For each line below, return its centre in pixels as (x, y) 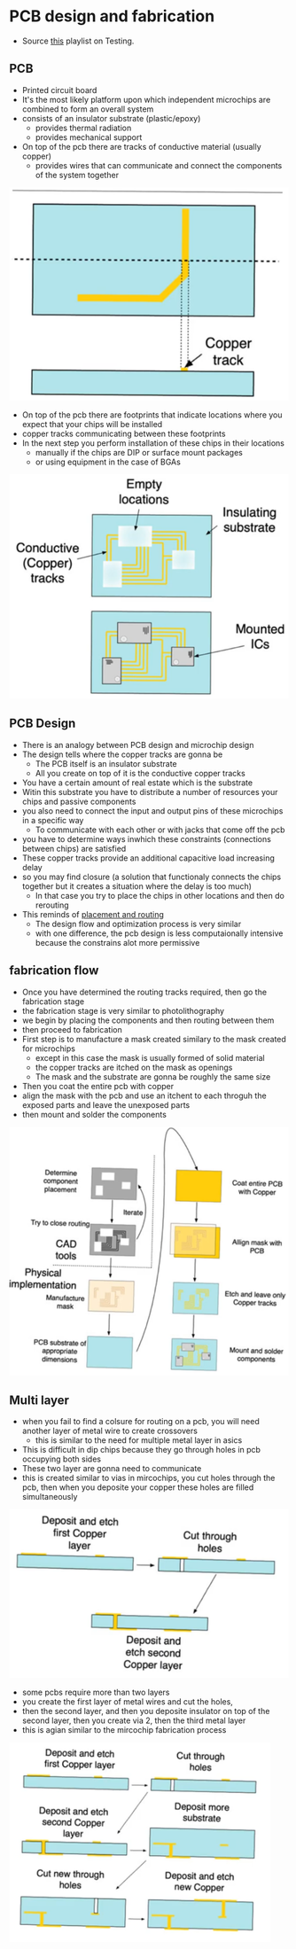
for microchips (48, 1049)
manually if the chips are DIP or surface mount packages (139, 452)
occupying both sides (62, 1459)
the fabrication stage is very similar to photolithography (123, 1010)
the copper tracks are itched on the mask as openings (134, 1067)
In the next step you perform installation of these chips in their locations (153, 443)
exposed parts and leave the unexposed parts (106, 1104)
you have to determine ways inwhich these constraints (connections (147, 838)
